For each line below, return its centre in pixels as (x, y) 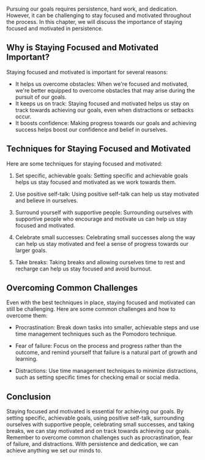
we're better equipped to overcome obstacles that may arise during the (105, 90)
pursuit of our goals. (41, 97)
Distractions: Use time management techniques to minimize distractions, (106, 371)
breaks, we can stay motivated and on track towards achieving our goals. (99, 431)
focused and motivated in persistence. (55, 28)
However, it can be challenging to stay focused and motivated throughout (99, 15)
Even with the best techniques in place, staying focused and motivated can (101, 302)
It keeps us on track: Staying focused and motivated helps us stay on (102, 103)
